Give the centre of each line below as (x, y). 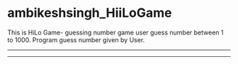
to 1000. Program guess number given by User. (76, 39)
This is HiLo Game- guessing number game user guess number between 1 (115, 32)
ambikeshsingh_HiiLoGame (90, 13)
